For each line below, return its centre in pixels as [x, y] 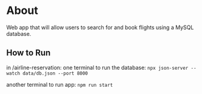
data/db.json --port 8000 [55, 73]
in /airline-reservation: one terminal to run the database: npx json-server [97, 67]
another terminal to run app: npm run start [60, 84]
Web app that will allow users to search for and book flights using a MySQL [100, 27]
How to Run [29, 53]
